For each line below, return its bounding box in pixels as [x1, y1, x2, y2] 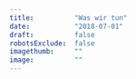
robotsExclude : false [9, 38, 95, 48]
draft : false [9, 30, 95, 39]
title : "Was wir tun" [9, 13, 128, 23]
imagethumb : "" [9, 47, 83, 56]
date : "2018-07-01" [9, 22, 124, 31]
